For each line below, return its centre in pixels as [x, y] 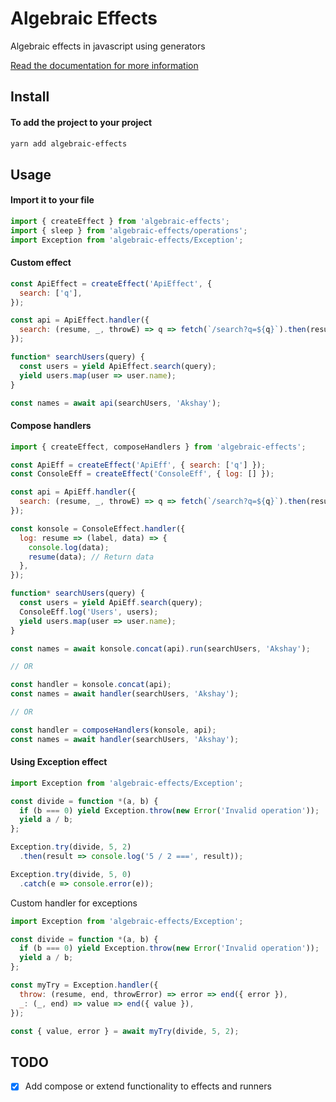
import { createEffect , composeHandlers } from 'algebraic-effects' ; [158, 447]
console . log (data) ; [69, 547]
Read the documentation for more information [104, 65]
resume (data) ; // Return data [91, 557]
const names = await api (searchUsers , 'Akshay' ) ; [116, 403]
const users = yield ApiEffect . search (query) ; [118, 366]
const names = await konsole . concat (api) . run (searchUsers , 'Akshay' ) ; [160, 648]
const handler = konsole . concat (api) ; [91, 685]
